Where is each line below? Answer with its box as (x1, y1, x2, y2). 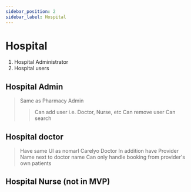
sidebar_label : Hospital (5, 14, 66, 20)
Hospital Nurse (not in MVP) (5, 177, 110, 187)
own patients (19, 160, 52, 167)
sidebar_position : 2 (5, 8, 56, 15)
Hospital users (14, 65, 49, 72)
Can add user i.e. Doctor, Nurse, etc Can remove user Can (34, 109, 176, 116)
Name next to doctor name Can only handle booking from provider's (19, 153, 186, 161)
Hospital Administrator (14, 59, 69, 66)
